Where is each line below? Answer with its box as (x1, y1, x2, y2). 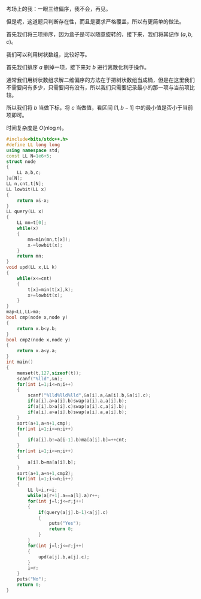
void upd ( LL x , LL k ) (6, 264, 58, 271)
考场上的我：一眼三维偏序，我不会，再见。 (6, 5, 111, 12)
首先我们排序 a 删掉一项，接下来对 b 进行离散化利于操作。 (6, 63, 150, 71)
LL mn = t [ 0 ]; (17, 220, 47, 226)
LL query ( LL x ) (6, 208, 44, 214)
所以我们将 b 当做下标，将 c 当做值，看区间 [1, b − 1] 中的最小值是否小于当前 (6, 104, 193, 111)
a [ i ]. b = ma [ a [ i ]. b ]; (28, 459, 77, 465)
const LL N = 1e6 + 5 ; (6, 153, 52, 159)
